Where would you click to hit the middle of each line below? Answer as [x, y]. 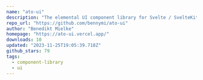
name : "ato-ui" [25, 12]
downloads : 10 [24, 40]
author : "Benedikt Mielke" [40, 29]
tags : [13, 57]
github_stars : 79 [28, 51]
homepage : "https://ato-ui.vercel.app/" [58, 34]
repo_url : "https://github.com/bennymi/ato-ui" [67, 23]
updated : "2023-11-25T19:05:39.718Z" [54, 46]
